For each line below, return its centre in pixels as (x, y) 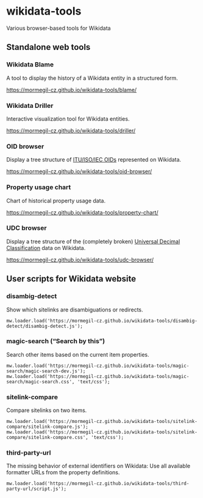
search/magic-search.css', (41, 382)
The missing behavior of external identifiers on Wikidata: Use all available (98, 466)
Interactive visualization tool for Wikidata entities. (68, 119)
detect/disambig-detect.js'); (45, 326)
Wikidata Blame (30, 65)
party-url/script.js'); (37, 489)
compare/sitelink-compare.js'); (47, 427)
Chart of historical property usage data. (56, 201)
